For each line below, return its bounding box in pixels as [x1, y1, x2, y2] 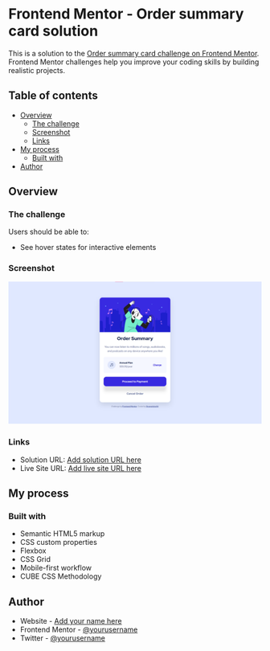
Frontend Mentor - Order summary [8, 5, 244, 23]
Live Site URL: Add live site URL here [19, 463, 142, 473]
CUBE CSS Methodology [19, 571, 102, 581]
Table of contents [8, 89, 98, 103]
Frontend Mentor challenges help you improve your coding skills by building [8, 57, 260, 67]
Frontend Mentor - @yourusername [19, 624, 138, 635]
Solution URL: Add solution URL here [19, 455, 142, 465]
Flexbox [19, 546, 47, 555]
